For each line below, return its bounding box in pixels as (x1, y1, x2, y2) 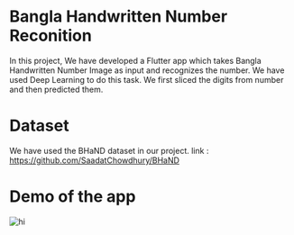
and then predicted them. (9, 84, 104, 95)
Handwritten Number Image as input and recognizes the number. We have (9, 65, 285, 76)
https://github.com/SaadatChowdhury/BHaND (9, 155, 180, 166)
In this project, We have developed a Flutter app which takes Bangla (9, 55, 262, 66)
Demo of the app (9, 186, 136, 207)
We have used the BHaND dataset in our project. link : (9, 145, 209, 156)
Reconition (9, 25, 92, 46)
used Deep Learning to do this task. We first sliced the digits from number (9, 74, 284, 85)
